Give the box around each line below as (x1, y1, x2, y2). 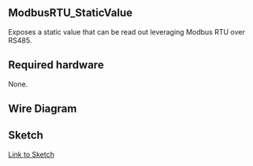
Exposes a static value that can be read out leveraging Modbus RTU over (8, 27, 246, 36)
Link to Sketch (8, 149, 55, 159)
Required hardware (8, 58, 104, 72)
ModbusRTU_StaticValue (8, 6, 132, 20)
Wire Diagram (8, 102, 77, 116)
